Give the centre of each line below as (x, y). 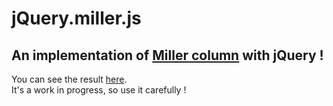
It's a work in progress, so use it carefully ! (99, 90)
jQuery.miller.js (76, 18)
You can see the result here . (69, 79)
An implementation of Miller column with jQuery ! (167, 55)
